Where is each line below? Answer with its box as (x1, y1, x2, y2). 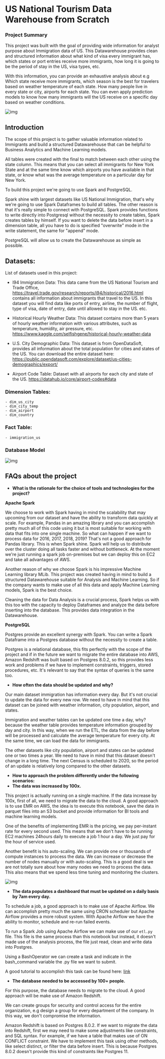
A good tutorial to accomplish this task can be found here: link (5, 968, 131, 974)
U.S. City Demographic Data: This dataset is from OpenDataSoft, (12, 341, 143, 346)
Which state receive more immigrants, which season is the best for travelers (5, 78, 159, 84)
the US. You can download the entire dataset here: (12, 351, 114, 357)
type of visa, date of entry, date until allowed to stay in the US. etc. (12, 306, 147, 311)
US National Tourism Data (5, 3, 112, 15)
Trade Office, (12, 285, 39, 291)
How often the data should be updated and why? (12, 682, 113, 688)
